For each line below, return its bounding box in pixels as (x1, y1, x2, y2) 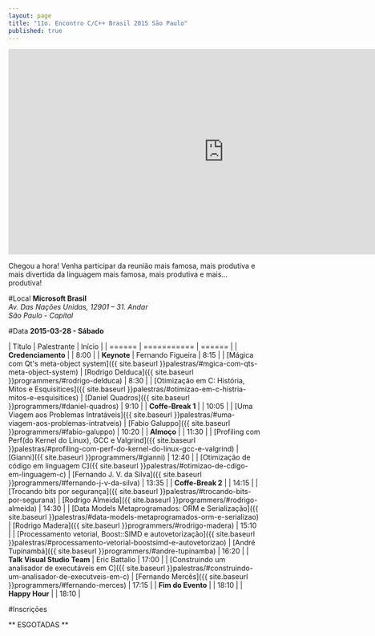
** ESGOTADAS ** (8, 620, 69, 630)
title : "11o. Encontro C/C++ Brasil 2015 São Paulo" (8, 19, 188, 27)
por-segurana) (8, 495, 56, 505)
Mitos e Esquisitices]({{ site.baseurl (8, 384, 126, 394)
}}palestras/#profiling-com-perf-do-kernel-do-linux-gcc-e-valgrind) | (8, 444, 239, 454)
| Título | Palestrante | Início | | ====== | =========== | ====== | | (8, 342, 238, 351)
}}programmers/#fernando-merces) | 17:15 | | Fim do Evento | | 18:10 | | (8, 581, 243, 590)
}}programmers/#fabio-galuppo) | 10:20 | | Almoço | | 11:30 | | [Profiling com (8, 427, 260, 437)
